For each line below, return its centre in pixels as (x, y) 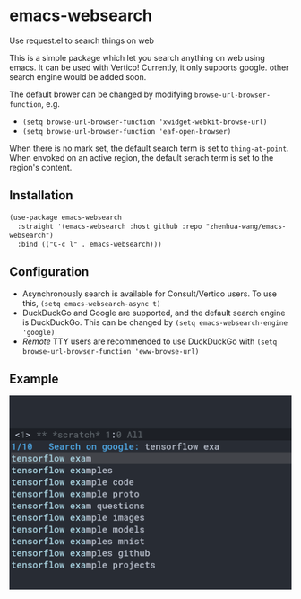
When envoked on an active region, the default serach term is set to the (142, 157)
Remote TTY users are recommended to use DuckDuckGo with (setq (150, 341)
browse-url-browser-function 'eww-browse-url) (111, 351)
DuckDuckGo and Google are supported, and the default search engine (154, 313)
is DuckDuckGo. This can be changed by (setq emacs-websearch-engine (155, 322)
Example (34, 379)
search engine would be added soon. (78, 76)
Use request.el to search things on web (82, 40)
